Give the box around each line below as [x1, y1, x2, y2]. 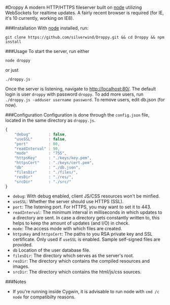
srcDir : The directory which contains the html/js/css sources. [12, 269, 142, 275]
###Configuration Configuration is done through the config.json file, [5, 112, 150, 118]
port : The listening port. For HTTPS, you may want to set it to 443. [12, 204, 151, 210]
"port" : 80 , [14, 141, 60, 147]
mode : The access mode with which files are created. [12, 226, 122, 232]
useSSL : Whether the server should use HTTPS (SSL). [12, 199, 124, 205]
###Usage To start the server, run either [5, 48, 90, 54]
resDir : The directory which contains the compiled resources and [12, 258, 150, 264]
